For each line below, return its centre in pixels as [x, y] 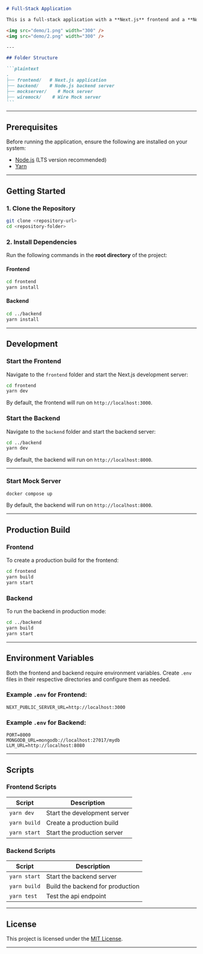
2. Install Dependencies [42, 242]
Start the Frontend [34, 361]
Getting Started [36, 191]
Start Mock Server [34, 481]
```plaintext [23, 69]
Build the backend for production [93, 886]
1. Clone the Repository [41, 208]
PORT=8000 [19, 735]
